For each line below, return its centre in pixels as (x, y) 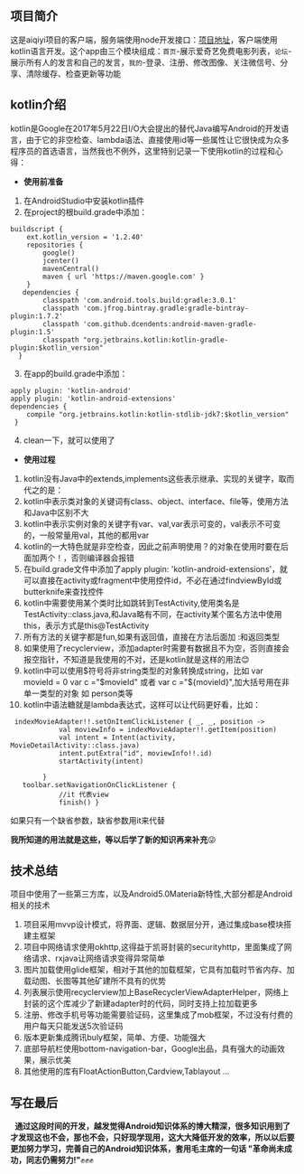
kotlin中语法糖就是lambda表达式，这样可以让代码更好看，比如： (142, 704)
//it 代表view (83, 794)
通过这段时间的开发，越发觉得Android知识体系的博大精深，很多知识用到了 (152, 1126)
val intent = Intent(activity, (117, 737)
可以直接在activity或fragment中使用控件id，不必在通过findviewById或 (152, 580)
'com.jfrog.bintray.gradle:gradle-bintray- (166, 308)
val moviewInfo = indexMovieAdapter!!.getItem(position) (168, 729)
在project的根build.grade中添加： (85, 211)
